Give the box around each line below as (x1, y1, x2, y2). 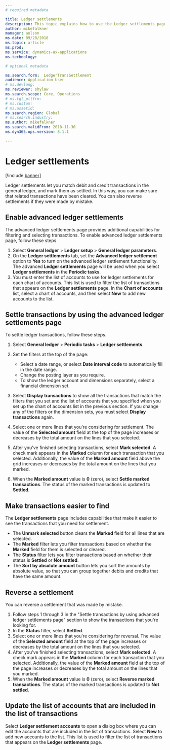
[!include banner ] (5, 172, 41, 178)
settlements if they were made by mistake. (5, 198, 94, 204)
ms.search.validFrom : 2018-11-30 (5, 125, 76, 130)
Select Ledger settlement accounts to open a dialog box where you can (5, 723, 156, 729)
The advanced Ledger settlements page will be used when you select (12, 263, 159, 269)
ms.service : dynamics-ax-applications (5, 49, 87, 55)
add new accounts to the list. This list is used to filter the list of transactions (5, 734, 163, 740)
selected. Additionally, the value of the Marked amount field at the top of (12, 660, 165, 666)
